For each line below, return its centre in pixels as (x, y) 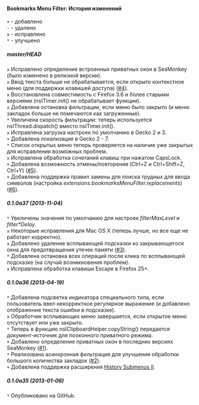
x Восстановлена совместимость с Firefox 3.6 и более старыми (88, 95)
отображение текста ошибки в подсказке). (61, 310)
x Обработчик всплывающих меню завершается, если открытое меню (97, 316)
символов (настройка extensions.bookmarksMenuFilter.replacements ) (94, 183)
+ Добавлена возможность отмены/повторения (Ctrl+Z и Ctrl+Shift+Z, (96, 164)
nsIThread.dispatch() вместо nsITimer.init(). (61, 126)
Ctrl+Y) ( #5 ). (22, 170)
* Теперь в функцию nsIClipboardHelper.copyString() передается (88, 329)
